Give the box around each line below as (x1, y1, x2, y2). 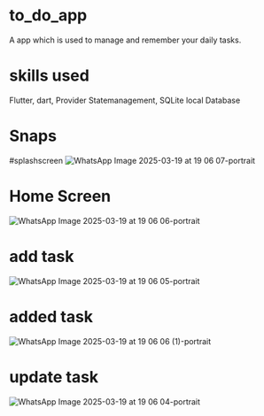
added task (9, 306, 94, 327)
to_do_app (9, 5, 88, 26)
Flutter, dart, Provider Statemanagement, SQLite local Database (9, 95, 241, 105)
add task (9, 246, 74, 266)
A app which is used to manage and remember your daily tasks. (9, 35, 242, 45)
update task (9, 366, 99, 387)
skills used (9, 65, 90, 86)
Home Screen (9, 187, 112, 206)
